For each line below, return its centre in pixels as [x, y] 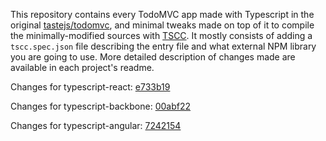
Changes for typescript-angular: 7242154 [96, 125]
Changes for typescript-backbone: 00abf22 [101, 106]
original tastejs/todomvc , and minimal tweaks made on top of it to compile [162, 25]
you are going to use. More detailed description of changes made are [153, 57]
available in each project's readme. [82, 67]
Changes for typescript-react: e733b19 [90, 87]
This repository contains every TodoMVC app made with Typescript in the [162, 14]
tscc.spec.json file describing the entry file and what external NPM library [163, 46]
